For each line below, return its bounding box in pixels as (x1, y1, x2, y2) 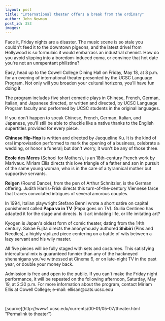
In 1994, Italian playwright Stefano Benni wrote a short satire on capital (5, 200, 149, 206)
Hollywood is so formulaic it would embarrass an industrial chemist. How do (5, 50, 159, 56)
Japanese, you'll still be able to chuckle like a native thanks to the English (5, 120, 154, 126)
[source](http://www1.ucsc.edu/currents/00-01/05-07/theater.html (5, 306, 140, 312)
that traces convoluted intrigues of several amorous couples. (5, 191, 129, 197)
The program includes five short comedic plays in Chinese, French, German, (5, 95, 160, 101)
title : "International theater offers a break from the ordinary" (5, 12, 144, 17)
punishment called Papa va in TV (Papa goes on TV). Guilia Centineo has (5, 206, 154, 212)
